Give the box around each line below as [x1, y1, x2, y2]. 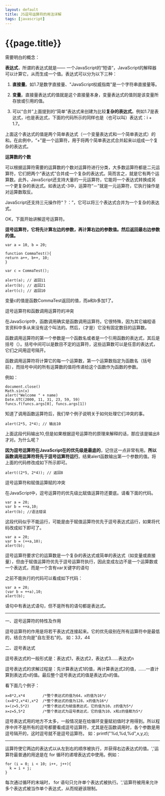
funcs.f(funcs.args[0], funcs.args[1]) [5, 401, 87, 406]
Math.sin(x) [5, 389, 29, 394]
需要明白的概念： [5, 55, 40, 61]
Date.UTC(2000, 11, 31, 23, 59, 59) [5, 397, 80, 402]
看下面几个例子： [5, 682, 40, 689]
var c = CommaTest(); [5, 269, 50, 274]
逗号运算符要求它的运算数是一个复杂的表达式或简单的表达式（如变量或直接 [5, 552, 156, 558]
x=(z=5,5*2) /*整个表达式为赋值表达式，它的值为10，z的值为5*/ [5, 704, 134, 709]
